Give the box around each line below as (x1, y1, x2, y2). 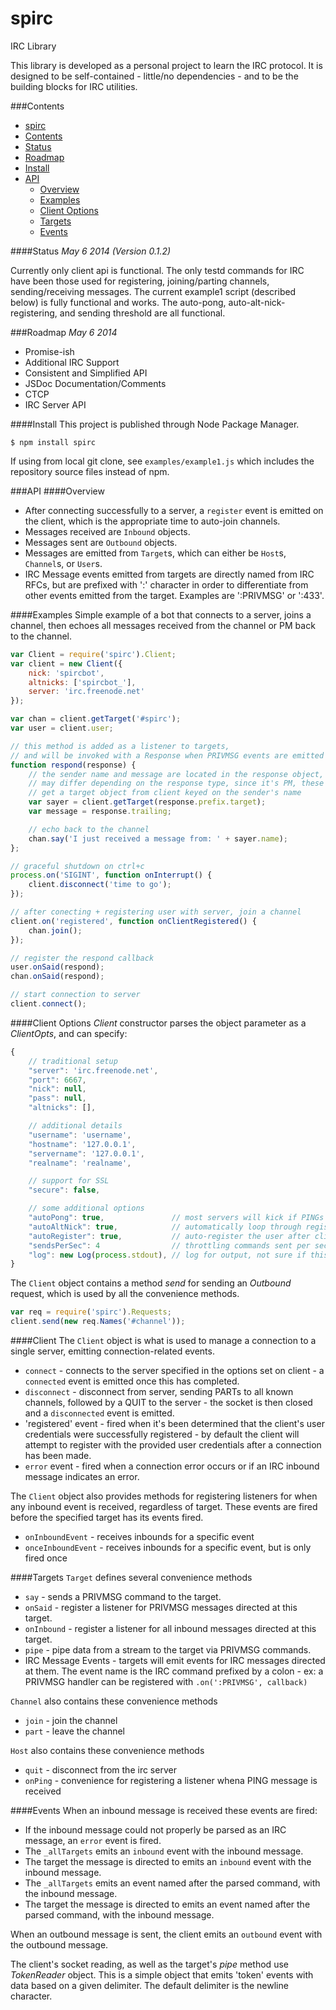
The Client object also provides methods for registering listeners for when (10, 1490, 318, 1502)
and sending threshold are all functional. (59, 307, 226, 319)
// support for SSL (28, 1176, 110, 1186)
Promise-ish (24, 345, 75, 357)
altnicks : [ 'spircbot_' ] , (28, 677, 137, 687)
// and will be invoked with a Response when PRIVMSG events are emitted (10, 750, 325, 761)
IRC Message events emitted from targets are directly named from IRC (24, 568, 315, 580)
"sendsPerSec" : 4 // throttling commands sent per (28, 1240, 311, 1251)
